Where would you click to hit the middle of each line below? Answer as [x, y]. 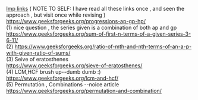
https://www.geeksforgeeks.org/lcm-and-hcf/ [62, 78]
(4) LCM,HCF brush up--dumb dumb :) [54, 72]
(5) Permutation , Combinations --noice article [63, 85]
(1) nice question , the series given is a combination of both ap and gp [92, 27]
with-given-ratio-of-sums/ [38, 53]
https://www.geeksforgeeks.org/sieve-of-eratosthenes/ [74, 65]
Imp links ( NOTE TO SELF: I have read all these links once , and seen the [95, 9]
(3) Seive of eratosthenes [37, 59]
